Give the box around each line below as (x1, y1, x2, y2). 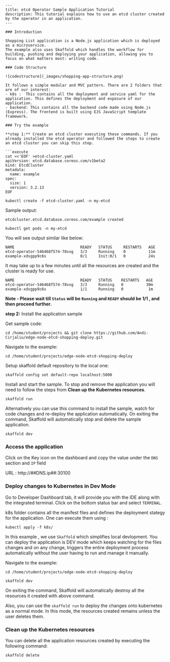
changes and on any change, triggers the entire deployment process (5, 544, 149, 550)
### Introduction (5, 29, 42, 35)
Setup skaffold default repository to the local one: (5, 363, 109, 368)
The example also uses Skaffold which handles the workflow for (5, 47, 144, 52)
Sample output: (5, 207, 37, 213)
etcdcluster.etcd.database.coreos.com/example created (5, 217, 124, 222)
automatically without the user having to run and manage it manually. (5, 550, 150, 556)
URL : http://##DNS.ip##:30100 (5, 470, 71, 476)
